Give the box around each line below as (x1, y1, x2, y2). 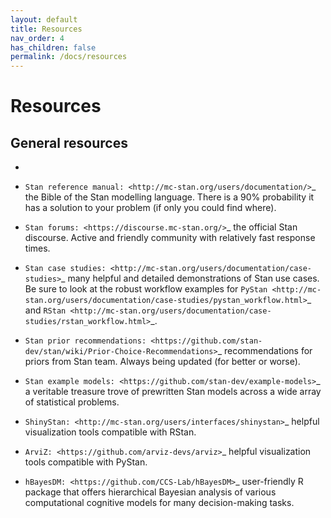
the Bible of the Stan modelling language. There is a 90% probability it (24, 191, 315, 203)
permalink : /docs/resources (10, 52, 128, 62)
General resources (10, 134, 128, 151)
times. (24, 242, 51, 255)
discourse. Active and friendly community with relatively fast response (24, 232, 316, 244)
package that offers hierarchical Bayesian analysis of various (24, 486, 277, 498)
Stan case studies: (24, 264, 107, 274)
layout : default (10, 14, 78, 25)
